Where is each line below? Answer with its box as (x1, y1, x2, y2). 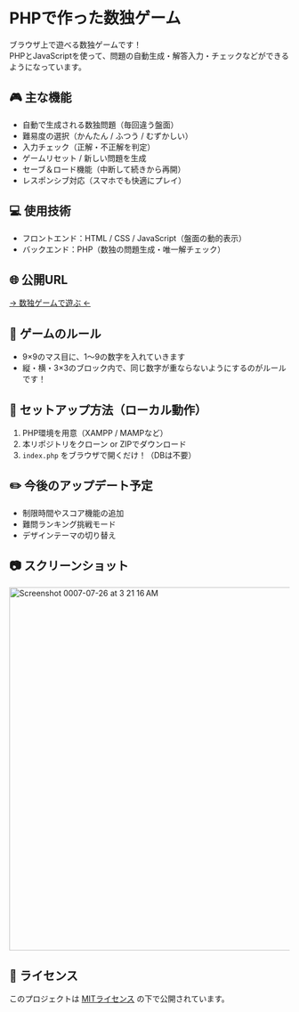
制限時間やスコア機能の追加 (21, 507, 125, 518)
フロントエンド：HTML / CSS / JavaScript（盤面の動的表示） (21, 232, 247, 243)
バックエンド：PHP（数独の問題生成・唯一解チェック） (21, 244, 226, 255)
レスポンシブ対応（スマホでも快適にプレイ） (21, 174, 187, 185)
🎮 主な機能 (9, 90, 72, 105)
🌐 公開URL (9, 272, 69, 287)
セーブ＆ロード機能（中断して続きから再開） (21, 164, 186, 174)
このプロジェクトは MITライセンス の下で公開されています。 (9, 993, 230, 1004)
